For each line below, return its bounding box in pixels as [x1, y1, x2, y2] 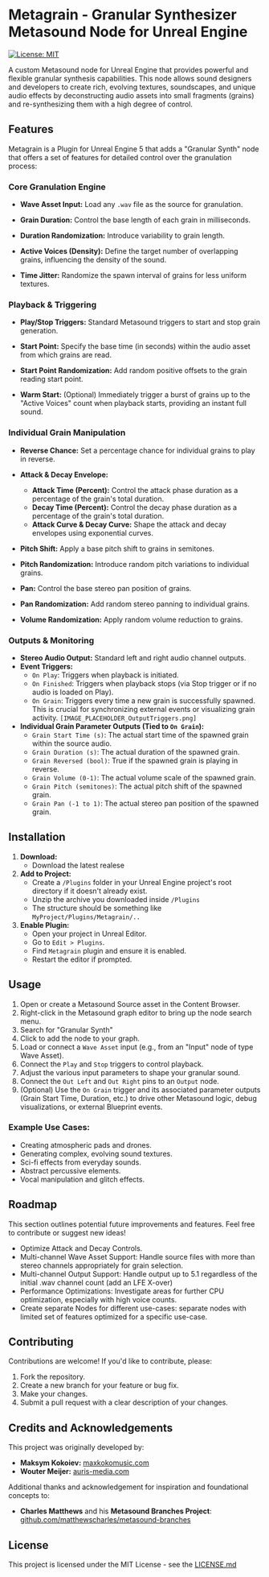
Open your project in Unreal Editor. [31, 929, 147, 938]
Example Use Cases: [8, 1122, 91, 1133]
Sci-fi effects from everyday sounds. [19, 1157, 142, 1167]
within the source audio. [31, 739, 112, 748]
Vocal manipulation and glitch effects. [19, 1174, 145, 1184]
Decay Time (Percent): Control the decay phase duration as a [31, 502, 238, 512]
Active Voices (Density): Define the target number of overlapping [19, 246, 238, 256]
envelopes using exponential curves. [31, 528, 154, 537]
